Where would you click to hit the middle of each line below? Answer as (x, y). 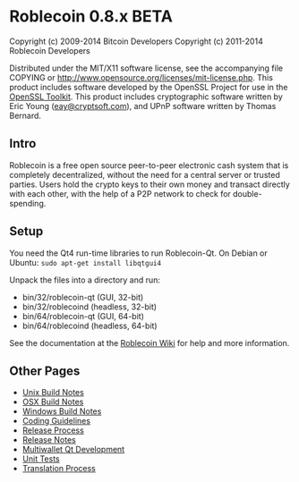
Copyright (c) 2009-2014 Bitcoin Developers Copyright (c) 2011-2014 (137, 41)
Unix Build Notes (53, 393)
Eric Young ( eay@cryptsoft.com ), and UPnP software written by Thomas (143, 106)
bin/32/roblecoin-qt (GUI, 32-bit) (83, 297)
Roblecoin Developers (50, 50)
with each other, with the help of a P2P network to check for (120, 193)
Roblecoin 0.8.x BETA (91, 17)
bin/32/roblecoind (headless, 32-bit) (90, 307)
